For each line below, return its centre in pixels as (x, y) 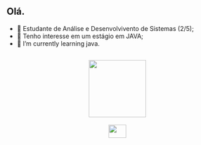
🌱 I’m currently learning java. (58, 43)
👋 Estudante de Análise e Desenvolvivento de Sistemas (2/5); (105, 28)
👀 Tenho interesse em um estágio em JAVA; (80, 36)
